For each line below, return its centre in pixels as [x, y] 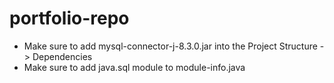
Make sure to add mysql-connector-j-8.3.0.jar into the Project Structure [170, 46]
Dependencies [62, 56]
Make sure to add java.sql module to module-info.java [134, 67]
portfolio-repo [69, 18]
